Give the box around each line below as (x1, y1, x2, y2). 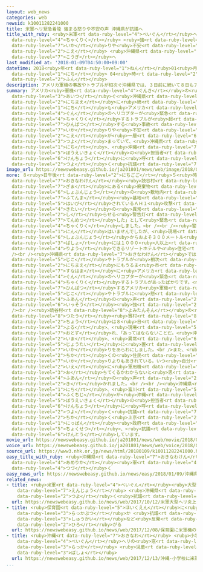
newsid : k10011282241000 (6, 20, 69, 26)
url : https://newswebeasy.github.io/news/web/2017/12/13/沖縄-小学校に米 (11, 555, 195, 561)
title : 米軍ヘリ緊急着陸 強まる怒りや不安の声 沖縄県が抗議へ (6, 25, 143, 32)
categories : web (6, 15, 47, 21)
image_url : (6, 167, 34, 173)
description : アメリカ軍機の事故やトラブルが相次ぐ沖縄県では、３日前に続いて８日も (6, 82, 195, 88)
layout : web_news (6, 8, 50, 15)
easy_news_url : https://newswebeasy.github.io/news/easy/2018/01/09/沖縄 (6, 471, 195, 477)
